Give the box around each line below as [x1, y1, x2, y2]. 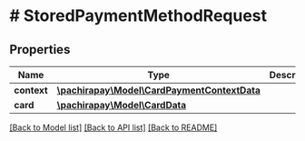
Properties [9, 42, 71, 57]
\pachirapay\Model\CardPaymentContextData [56, 84, 261, 96]
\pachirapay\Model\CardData [56, 99, 187, 111]
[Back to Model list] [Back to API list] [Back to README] [9, 122, 218, 133]
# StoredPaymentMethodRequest [9, 5, 268, 26]
